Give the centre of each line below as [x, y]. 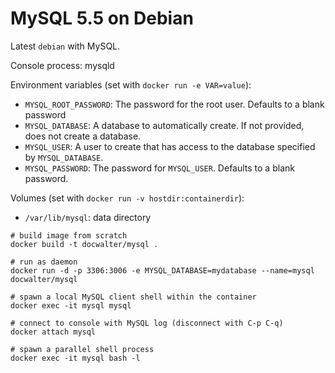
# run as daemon [44, 262]
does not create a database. [83, 136]
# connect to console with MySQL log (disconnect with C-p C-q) [147, 323]
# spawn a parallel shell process [82, 349]
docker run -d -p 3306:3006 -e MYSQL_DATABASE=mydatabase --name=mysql [162, 270]
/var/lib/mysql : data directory [88, 217]
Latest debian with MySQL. [65, 46]
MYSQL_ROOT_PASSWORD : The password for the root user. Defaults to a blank [174, 104]
